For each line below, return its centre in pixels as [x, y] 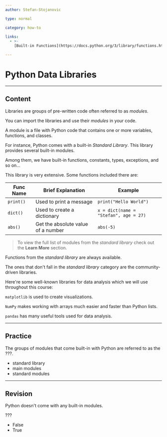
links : [12, 37]
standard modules [31, 374]
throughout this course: [29, 287]
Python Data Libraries [51, 75]
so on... [13, 165]
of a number [50, 230]
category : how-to [23, 28]
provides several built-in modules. [40, 150]
